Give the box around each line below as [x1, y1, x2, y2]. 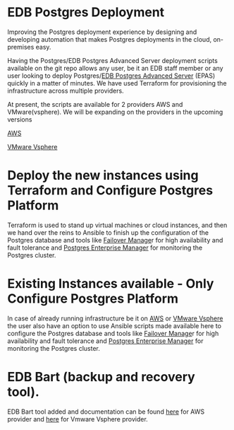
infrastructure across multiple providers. [7, 86, 125, 95]
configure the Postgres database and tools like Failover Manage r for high [7, 329, 219, 337]
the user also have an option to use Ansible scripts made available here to [7, 321, 222, 330]
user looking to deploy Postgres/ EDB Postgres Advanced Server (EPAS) [7, 71, 216, 80]
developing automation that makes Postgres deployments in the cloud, [7, 35, 212, 43]
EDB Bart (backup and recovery [7, 369, 195, 385]
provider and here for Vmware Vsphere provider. [7, 414, 148, 423]
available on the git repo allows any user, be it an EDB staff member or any [7, 64, 223, 72]
